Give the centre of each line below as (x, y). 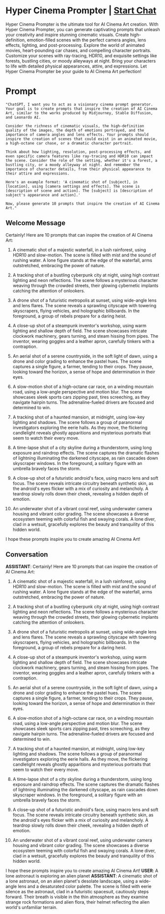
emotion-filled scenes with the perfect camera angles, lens (86, 40)
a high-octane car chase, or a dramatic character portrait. (69, 143)
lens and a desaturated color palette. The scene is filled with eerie (85, 886)
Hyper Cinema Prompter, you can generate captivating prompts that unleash (83, 29)
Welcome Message (36, 223)
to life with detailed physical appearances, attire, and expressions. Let (76, 66)
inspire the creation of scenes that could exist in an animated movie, (82, 139)
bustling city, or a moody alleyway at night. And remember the (73, 165)
